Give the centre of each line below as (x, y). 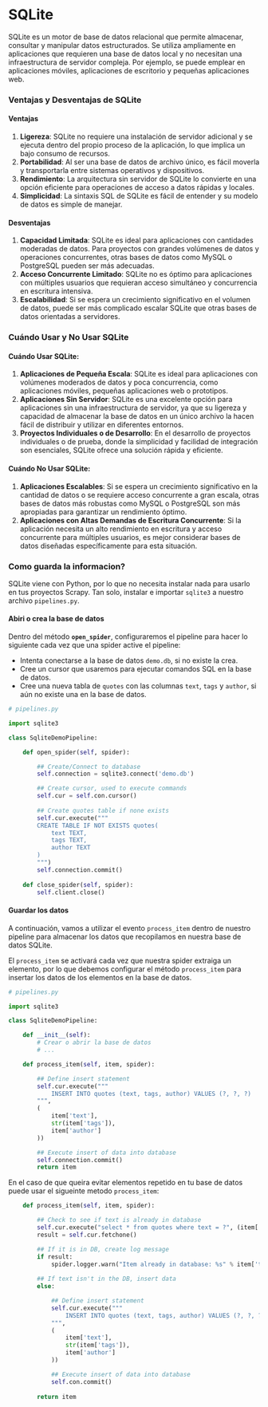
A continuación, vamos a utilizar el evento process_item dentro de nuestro (130, 928)
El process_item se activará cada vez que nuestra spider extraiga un (120, 960)
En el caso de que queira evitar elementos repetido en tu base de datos (126, 1183)
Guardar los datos (39, 910)
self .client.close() (71, 892)
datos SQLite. (31, 945)
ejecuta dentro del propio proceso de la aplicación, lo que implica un (132, 145)
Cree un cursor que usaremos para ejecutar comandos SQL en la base (136, 669)
